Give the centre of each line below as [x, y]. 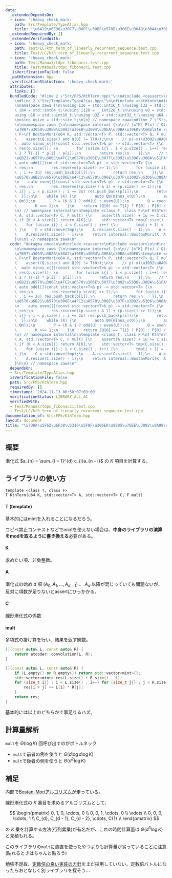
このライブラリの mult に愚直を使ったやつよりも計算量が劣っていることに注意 [86, 846]
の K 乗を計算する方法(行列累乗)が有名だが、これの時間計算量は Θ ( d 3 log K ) [84, 829]
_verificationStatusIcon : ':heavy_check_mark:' [62, 82]
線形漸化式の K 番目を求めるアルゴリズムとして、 [57, 803]
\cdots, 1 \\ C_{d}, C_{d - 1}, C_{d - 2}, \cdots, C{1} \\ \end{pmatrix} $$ [86, 818]
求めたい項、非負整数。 [30, 560]
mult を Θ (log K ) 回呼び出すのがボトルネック [51, 743]
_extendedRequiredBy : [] [36, 34]
